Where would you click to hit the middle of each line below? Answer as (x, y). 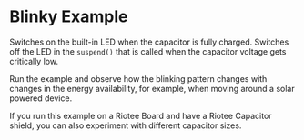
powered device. (41, 98)
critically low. (34, 61)
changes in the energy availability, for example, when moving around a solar (152, 88)
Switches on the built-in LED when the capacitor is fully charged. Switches (149, 42)
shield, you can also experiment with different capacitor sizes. (126, 125)
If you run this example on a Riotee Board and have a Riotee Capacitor (141, 115)
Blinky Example (69, 17)
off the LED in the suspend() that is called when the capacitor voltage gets (148, 51)
